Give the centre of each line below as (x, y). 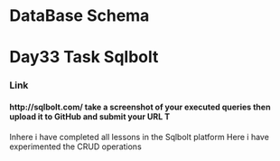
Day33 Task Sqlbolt (84, 57)
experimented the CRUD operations (75, 147)
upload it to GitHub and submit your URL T (90, 116)
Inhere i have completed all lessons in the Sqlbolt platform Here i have (139, 137)
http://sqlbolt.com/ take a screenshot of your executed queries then (140, 107)
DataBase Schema (79, 16)
